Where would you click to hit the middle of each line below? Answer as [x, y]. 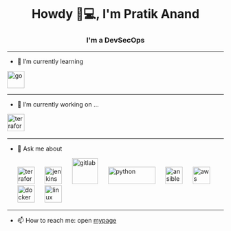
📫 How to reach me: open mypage [67, 221]
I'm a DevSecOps [115, 41]
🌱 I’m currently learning [50, 62]
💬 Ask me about [40, 148]
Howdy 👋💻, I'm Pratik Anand [115, 14]
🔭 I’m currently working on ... [58, 104]
